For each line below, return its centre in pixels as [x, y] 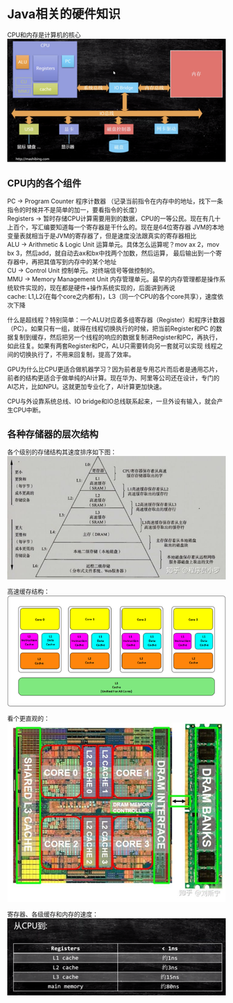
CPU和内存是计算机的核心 [44, 35]
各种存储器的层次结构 [53, 434]
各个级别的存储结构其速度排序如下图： [62, 452]
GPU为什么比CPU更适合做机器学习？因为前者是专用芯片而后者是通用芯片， [114, 369]
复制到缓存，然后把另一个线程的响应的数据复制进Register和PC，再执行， [117, 338]
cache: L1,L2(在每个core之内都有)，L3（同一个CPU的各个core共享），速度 [112, 297]
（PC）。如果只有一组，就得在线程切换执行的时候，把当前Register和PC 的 [112, 329]
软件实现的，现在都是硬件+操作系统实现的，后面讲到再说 [94, 288]
